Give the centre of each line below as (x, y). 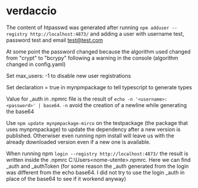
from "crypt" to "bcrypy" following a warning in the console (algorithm (92, 58)
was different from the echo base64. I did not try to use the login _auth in (95, 172)
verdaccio (32, 11)
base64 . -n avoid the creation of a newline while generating (115, 105)
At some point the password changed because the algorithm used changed (98, 51)
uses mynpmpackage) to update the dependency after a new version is (93, 129)
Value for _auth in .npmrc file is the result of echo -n (70, 99)
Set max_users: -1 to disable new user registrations (69, 76)
